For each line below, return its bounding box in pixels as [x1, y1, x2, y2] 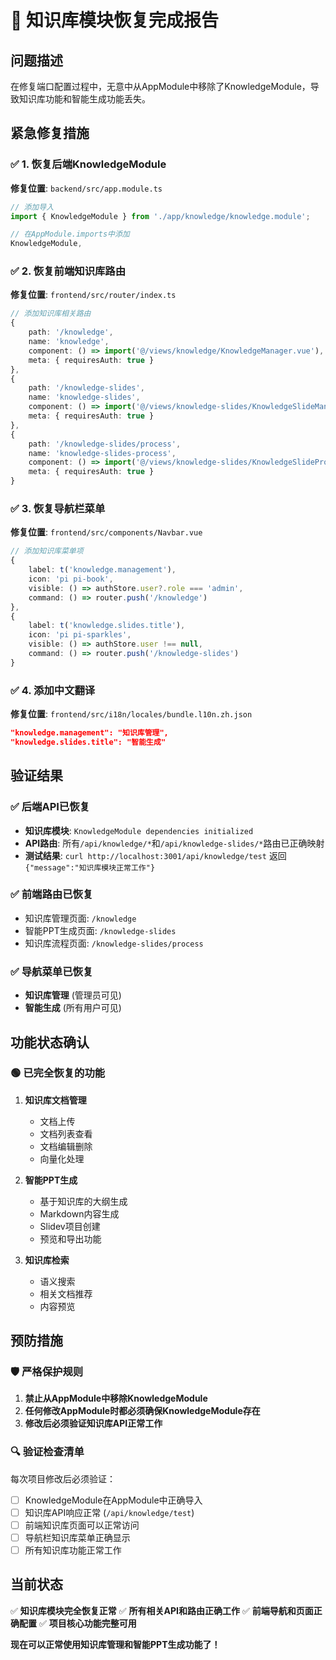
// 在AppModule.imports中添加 [10, 229, 130, 240]
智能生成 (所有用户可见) [24, 1002, 122, 1014]
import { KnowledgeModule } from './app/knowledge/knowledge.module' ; [10, 211, 311, 221]
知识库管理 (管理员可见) [24, 989, 122, 1001]
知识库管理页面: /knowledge [24, 912, 137, 924]
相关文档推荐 [39, 1287, 93, 1300]
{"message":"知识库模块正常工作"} [24, 862, 156, 873]
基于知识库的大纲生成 [39, 1195, 128, 1207]
